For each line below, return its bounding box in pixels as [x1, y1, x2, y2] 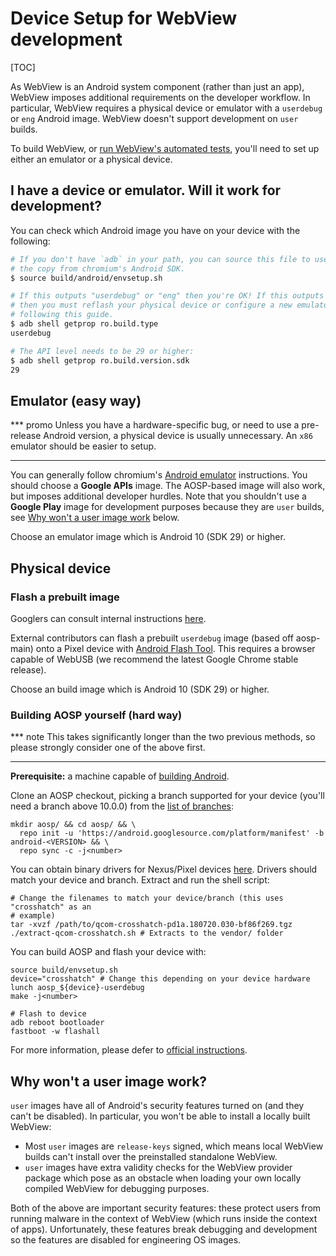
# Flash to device [10, 1009, 87, 1019]
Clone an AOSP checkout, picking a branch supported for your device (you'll [10, 790, 325, 802]
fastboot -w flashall [10, 1027, 101, 1037]
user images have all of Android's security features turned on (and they [10, 1099, 305, 1111]
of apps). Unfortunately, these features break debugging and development [10, 1223, 318, 1235]
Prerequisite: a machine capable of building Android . [10, 770, 230, 782]
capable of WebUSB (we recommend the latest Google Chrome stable [10, 653, 299, 665]
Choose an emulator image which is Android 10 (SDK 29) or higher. [10, 531, 286, 543]
